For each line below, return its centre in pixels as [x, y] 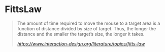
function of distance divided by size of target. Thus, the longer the [87, 28]
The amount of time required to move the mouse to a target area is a [89, 23]
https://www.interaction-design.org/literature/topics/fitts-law [81, 43]
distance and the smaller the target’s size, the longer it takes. [81, 34]
